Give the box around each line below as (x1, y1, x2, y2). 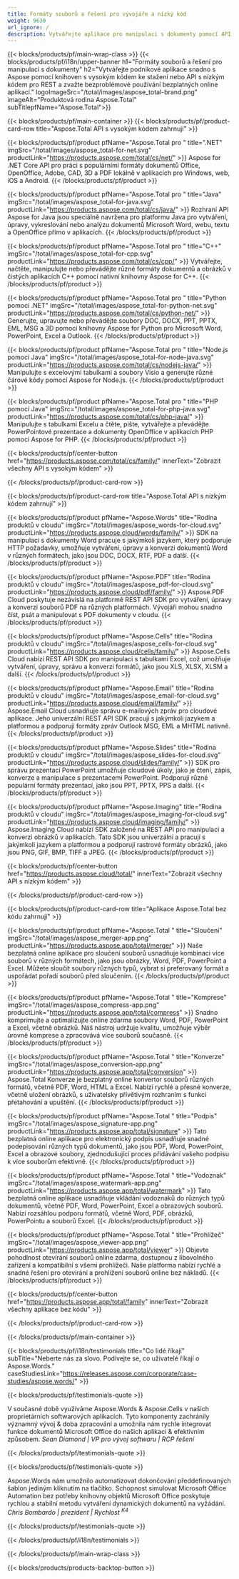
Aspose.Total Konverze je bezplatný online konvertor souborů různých (7, 1076, 214, 1084)
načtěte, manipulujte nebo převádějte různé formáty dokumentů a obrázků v (7, 265, 232, 274)
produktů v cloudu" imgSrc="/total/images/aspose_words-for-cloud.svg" (7, 521, 223, 529)
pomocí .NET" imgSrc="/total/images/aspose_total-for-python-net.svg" (7, 301, 218, 310)
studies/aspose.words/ (7, 1377, 75, 1385)
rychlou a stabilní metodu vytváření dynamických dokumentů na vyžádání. (7, 1499, 226, 1508)
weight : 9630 (7, 17, 46, 24)
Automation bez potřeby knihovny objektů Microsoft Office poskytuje (7, 1492, 210, 1500)
